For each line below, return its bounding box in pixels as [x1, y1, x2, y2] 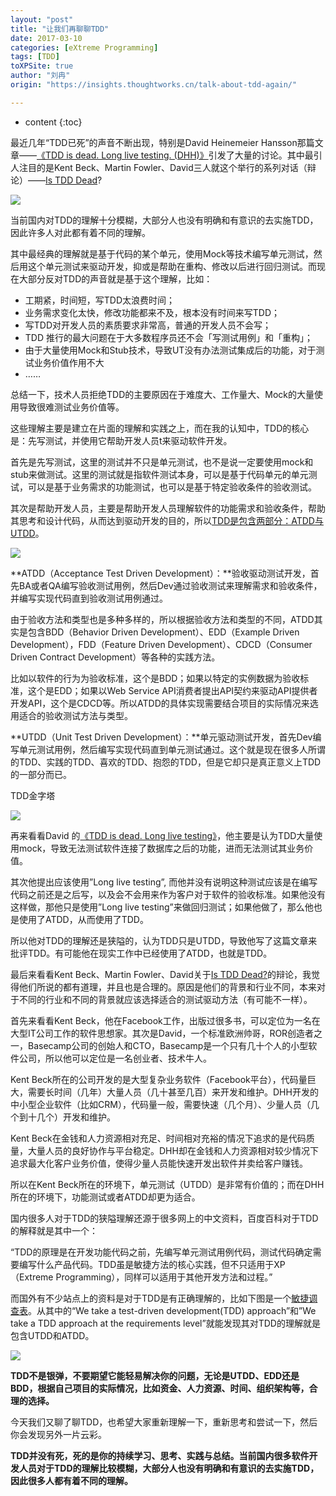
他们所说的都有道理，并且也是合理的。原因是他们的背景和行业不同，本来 [18, 981, 317, 993]
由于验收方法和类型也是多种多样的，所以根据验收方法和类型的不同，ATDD [10, 613, 315, 625]
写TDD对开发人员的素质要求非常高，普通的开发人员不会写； [24, 319, 272, 331]
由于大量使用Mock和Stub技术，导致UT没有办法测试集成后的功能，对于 [24, 344, 317, 356]
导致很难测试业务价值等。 [18, 401, 125, 413]
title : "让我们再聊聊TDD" [10, 24, 110, 34]
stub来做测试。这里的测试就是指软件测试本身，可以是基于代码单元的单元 [10, 468, 309, 480]
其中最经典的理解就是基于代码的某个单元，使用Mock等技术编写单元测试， [10, 247, 314, 260]
